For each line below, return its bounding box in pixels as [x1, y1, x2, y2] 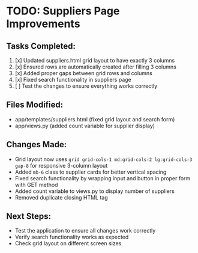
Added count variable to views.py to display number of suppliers [14, 187, 175, 195]
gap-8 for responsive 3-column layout [14, 162, 108, 169]
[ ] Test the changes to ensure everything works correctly [14, 82, 158, 90]
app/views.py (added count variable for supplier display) [14, 122, 155, 129]
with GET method [14, 181, 58, 188]
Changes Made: [6, 139, 67, 150]
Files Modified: [6, 100, 64, 110]
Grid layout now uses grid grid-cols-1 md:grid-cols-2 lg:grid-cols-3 [14, 155, 193, 163]
